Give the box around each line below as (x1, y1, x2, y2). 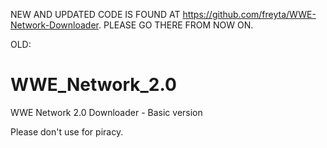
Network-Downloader (10, 19, 99, 31)
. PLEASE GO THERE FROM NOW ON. (98, 19, 254, 31)
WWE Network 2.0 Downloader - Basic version (10, 106, 203, 118)
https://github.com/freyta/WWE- (182, 9, 317, 20)
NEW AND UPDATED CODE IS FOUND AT (10, 9, 181, 20)
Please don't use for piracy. (10, 125, 124, 138)
